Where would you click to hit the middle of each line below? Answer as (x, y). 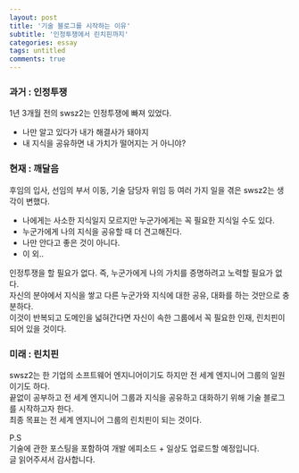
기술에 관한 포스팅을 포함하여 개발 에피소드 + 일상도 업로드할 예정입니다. (135, 448)
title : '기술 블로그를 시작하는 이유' (70, 26)
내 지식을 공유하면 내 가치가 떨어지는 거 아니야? (104, 143)
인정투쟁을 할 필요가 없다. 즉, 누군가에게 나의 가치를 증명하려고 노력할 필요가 (141, 273)
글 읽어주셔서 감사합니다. (52, 459)
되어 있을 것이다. (38, 328)
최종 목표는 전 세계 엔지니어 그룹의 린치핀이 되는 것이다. (106, 419)
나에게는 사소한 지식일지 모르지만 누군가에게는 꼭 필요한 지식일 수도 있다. (148, 220)
